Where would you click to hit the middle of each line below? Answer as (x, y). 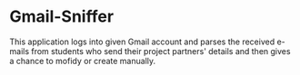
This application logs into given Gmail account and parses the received (142, 42)
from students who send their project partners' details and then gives (161, 51)
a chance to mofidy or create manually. (83, 61)
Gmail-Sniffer (62, 17)
